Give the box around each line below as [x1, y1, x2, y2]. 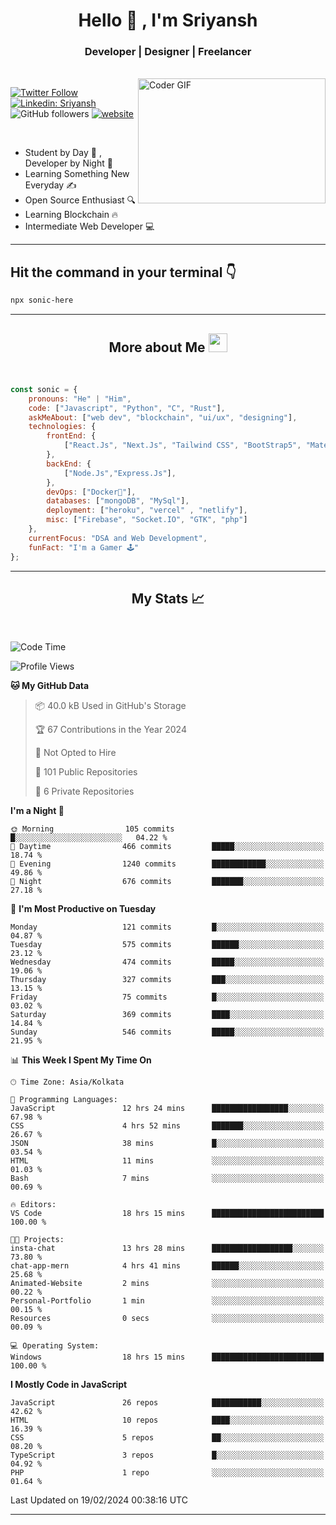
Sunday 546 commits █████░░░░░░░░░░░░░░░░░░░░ [10, 1027, 325, 1038]
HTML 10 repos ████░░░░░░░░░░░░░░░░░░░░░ [10, 1415, 325, 1426]
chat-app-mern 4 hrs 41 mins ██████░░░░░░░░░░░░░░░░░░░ [10, 1261, 325, 1271]
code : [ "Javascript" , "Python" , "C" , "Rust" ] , [28, 403, 226, 413]
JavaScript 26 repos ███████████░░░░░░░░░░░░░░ [10, 1398, 325, 1408]
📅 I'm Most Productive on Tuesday [10, 903, 157, 915]
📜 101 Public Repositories [34, 766, 138, 778]
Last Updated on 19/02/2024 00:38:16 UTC [10, 1494, 188, 1506]
